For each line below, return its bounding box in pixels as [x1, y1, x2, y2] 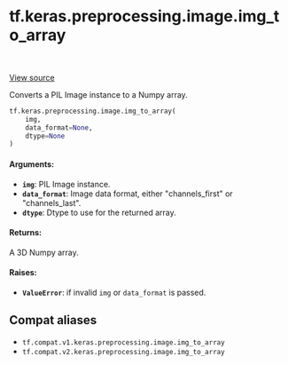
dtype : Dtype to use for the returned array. [21, 207, 176, 218]
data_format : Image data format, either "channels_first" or [21, 188, 233, 199]
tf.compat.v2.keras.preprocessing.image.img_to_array [21, 347, 225, 356]
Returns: [9, 227, 43, 238]
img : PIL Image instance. [21, 179, 111, 189]
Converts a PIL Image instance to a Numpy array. [9, 89, 188, 99]
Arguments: [9, 158, 55, 170]
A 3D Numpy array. [9, 247, 80, 258]
